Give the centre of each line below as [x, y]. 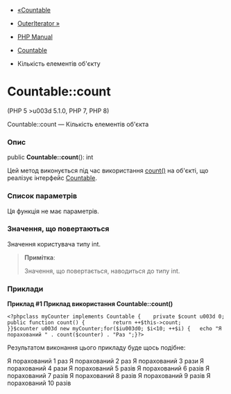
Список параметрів [42, 196]
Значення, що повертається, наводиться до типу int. [102, 271]
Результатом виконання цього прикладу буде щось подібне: [96, 348]
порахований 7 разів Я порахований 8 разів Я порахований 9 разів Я [109, 376]
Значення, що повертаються [58, 229]
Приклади [25, 289]
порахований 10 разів [39, 383]
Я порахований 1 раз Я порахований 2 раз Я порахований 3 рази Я [106, 361]
